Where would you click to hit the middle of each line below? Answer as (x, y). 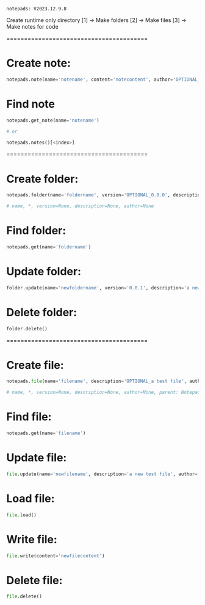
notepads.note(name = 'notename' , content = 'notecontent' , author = (90, 80)
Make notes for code (33, 27)
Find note (31, 104)
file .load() (21, 515)
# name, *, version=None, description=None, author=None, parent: (92, 392)
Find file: (29, 417)
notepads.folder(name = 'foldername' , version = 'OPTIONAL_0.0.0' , (88, 195)
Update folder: (44, 272)
